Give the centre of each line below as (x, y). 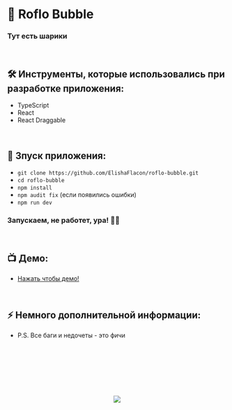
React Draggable (41, 120)
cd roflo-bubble (41, 181)
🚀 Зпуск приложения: (57, 155)
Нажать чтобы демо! (48, 279)
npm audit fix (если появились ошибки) (77, 195)
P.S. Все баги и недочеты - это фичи (71, 335)
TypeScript (33, 105)
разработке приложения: (65, 88)
